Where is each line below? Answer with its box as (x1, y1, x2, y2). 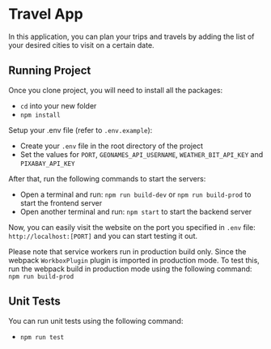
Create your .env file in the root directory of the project (19, 141, 204, 151)
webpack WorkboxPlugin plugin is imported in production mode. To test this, (8, 255, 260, 265)
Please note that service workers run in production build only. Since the (8, 246, 247, 256)
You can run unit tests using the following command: (8, 316, 184, 326)
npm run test (19, 333, 65, 341)
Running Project (8, 64, 91, 78)
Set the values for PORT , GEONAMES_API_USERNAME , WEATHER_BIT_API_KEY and (19, 149, 264, 159)
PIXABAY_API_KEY (19, 160, 75, 168)
